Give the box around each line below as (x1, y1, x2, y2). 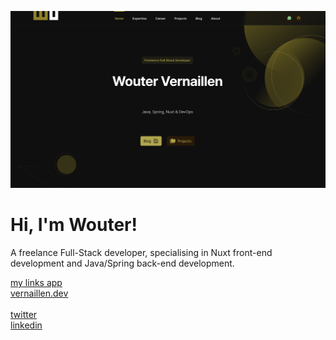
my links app (10, 276, 63, 288)
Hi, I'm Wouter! (10, 214, 138, 236)
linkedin (10, 319, 43, 331)
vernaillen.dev (10, 287, 69, 299)
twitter (10, 308, 38, 320)
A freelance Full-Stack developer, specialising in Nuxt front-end (10, 246, 273, 258)
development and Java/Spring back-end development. (10, 257, 235, 269)
